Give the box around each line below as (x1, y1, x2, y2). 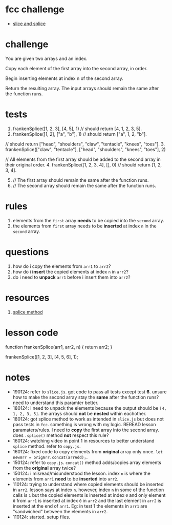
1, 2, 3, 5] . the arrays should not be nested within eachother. (12, 410, 147, 416)
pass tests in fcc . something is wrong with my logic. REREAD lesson (12, 421, 156, 427)
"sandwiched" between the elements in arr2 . (12, 508, 108, 514)
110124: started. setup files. (12, 514, 71, 520)
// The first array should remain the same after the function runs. (12, 177, 149, 183)
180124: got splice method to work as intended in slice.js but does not (12, 416, 164, 422)
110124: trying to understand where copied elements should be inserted (12, 481, 164, 487)
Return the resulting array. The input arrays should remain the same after (5, 85, 159, 91)
